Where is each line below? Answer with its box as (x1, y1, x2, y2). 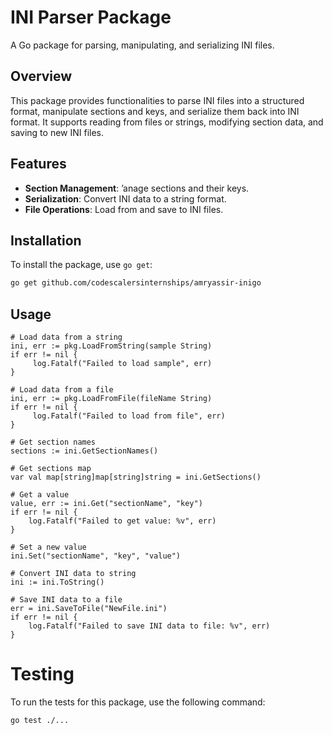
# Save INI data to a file (10, 595, 123, 605)
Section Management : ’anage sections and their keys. (24, 182, 250, 194)
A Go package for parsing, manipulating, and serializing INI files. (10, 39, 275, 51)
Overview (10, 68, 73, 85)
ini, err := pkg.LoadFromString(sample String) (10, 341, 213, 351)
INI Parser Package (10, 6, 172, 29)
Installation (10, 232, 82, 249)
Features (10, 156, 67, 173)
